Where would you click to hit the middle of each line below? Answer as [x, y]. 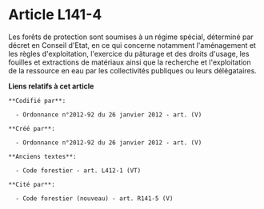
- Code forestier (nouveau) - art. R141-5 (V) [94, 198]
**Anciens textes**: [43, 156]
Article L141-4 [55, 15]
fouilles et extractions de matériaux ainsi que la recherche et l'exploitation [130, 62]
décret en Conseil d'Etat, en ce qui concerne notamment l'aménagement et [132, 45]
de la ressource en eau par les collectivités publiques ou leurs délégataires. [133, 70]
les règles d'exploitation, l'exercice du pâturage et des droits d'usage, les [129, 53]
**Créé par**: [32, 128]
